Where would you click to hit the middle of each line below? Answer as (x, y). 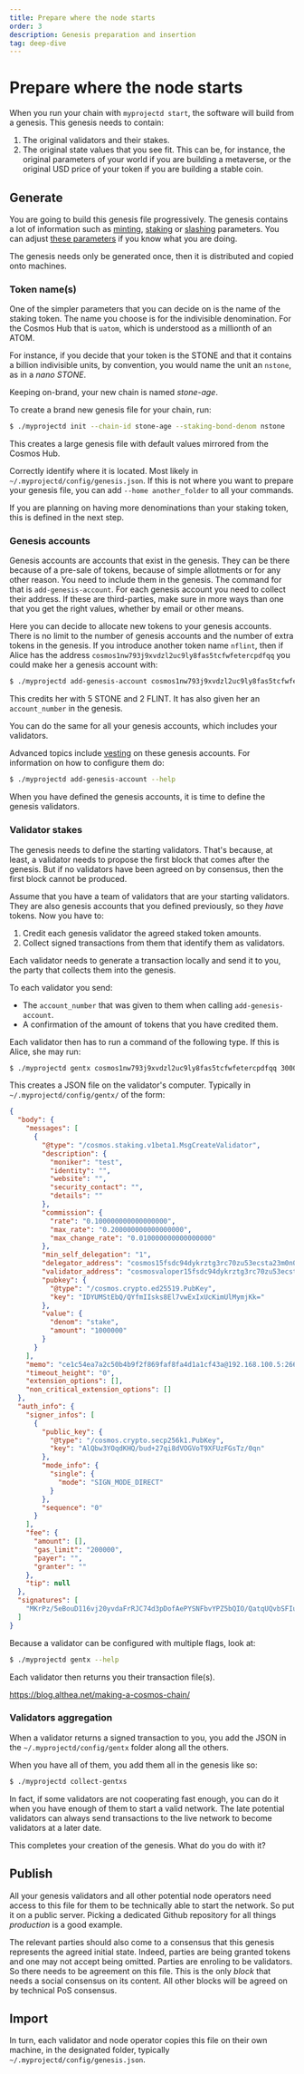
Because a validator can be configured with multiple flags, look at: (133, 1643)
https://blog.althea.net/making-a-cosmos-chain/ (100, 1694)
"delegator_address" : (83, 1264)
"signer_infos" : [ (60, 1415)
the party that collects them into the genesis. (93, 970)
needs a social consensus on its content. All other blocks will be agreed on (148, 1981)
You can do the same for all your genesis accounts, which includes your (143, 726)
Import (28, 2018)
